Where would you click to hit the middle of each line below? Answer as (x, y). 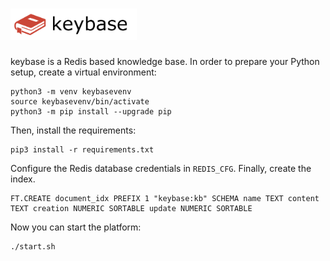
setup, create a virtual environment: (83, 72)
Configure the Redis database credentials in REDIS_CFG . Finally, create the (161, 168)
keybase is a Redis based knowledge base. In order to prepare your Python (165, 61)
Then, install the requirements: (73, 130)
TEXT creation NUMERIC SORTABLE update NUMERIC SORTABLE (131, 208)
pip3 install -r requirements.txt (82, 149)
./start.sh (33, 246)
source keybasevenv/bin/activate (80, 101)
